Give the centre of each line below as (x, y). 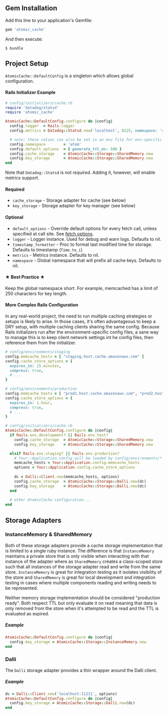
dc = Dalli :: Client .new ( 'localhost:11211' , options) (61, 694)
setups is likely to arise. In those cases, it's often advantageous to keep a (80, 321)
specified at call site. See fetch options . (53, 234)
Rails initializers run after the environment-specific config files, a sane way (82, 332)
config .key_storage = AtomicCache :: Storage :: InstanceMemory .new (78, 642)
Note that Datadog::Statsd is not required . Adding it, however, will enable (80, 173)
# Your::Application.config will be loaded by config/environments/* (88, 458)
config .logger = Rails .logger (42, 126)
